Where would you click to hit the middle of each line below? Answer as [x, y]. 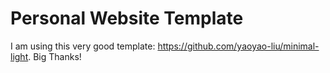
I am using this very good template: [83, 46]
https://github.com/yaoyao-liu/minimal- [238, 46]
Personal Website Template [127, 18]
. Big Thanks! [55, 56]
